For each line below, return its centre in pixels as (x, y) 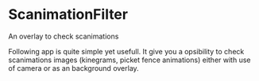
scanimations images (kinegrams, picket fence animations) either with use (129, 60)
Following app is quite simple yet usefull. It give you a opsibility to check (126, 51)
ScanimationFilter (68, 15)
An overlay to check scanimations (64, 36)
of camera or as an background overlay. (73, 68)
